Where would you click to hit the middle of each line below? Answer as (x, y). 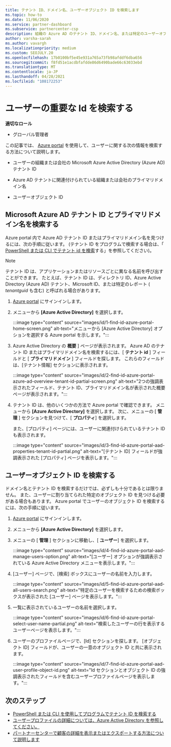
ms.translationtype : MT (31, 67)
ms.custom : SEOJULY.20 (29, 53)
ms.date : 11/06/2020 (27, 19)
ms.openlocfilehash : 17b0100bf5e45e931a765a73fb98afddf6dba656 (74, 58)
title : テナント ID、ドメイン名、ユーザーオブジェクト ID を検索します (73, 10)
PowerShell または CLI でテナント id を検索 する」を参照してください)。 (80, 250)
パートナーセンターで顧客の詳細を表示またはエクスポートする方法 (82, 733)
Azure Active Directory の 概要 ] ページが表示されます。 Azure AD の (84, 345)
